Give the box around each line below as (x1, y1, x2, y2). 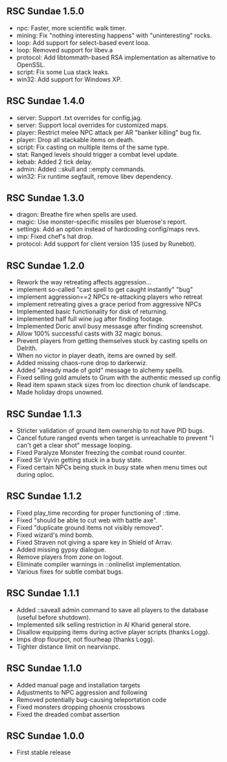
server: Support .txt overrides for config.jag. (16, 113, 143, 121)
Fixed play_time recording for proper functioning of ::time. (16, 509, 181, 517)
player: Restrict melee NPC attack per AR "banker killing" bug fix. (16, 128, 201, 137)
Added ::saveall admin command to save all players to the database (16, 605, 208, 614)
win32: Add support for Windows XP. (16, 75, 122, 84)
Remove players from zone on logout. (16, 552, 124, 561)
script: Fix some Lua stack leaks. (16, 68, 110, 76)
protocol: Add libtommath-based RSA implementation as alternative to (16, 53, 216, 61)
